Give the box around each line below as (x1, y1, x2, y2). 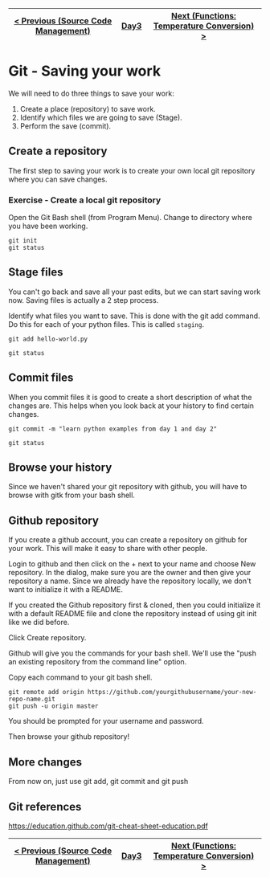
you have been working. (8, 221, 88, 231)
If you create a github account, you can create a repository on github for (8, 535, 247, 545)
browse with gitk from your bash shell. (8, 490, 135, 500)
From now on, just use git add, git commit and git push (8, 777, 189, 786)
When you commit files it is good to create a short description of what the (8, 392, 252, 402)
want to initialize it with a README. (8, 585, 123, 594)
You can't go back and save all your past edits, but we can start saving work (8, 287, 261, 296)
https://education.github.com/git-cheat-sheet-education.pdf (8, 821, 209, 831)
